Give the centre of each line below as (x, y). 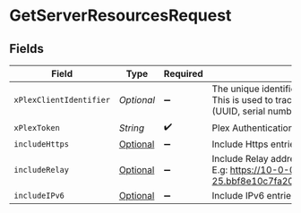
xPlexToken (37, 128)
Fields (27, 49)
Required (183, 74)
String (132, 128)
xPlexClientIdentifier (62, 100)
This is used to (242, 100)
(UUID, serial (239, 111)
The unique (236, 89)
